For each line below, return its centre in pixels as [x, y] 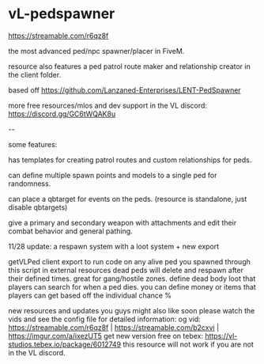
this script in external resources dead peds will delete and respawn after [126, 270]
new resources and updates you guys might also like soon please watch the [132, 310]
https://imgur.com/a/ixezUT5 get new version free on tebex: [106, 336]
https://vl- [221, 336]
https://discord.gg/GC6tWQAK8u [62, 114]
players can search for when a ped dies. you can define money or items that [132, 286]
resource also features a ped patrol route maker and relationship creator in [129, 66]
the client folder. [35, 74]
